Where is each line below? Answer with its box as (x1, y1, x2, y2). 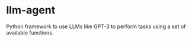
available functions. (6, 29, 54, 36)
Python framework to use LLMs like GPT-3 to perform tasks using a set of (6, 23, 186, 30)
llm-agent (6, 4, 56, 17)
